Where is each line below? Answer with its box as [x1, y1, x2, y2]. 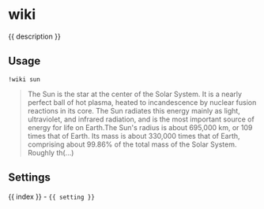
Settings [8, 171, 51, 185]
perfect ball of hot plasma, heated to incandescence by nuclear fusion [27, 97, 257, 107]
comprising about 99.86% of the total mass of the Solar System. [27, 140, 237, 149]
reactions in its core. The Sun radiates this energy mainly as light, [27, 106, 241, 115]
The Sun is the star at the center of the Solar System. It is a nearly [27, 89, 243, 99]
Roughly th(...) [27, 147, 74, 157]
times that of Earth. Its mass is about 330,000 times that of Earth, [27, 131, 240, 140]
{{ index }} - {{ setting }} [8, 192, 95, 201]
